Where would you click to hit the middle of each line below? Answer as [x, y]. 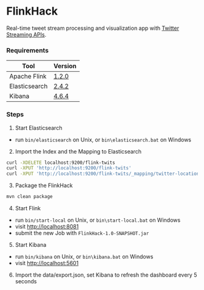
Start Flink [28, 208]
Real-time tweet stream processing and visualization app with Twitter [93, 28]
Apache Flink [28, 76]
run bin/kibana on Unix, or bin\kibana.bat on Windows [84, 256]
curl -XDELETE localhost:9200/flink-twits [61, 163]
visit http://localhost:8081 [47, 227]
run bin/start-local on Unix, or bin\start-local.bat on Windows [98, 220]
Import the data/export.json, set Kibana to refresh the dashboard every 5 [106, 275]
